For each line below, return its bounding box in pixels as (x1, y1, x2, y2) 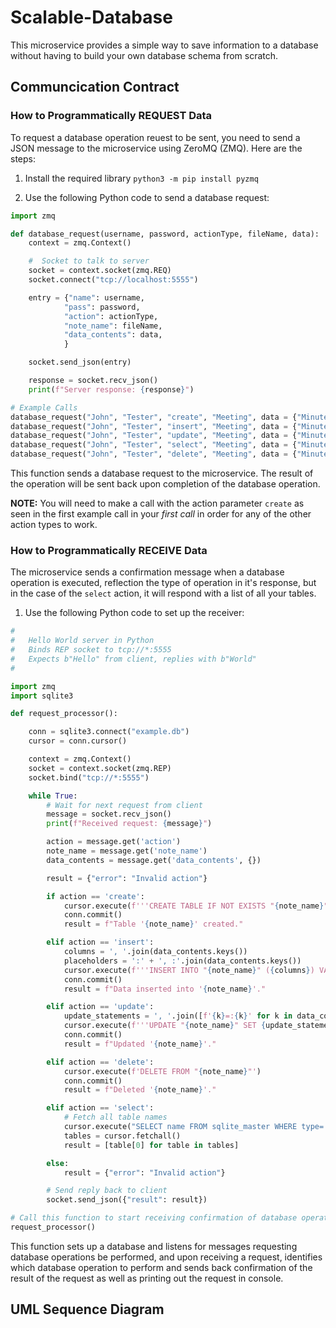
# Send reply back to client (46, 1186, 168, 1196)
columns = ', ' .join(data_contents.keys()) (63, 947, 248, 957)
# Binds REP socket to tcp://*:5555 (10, 645, 172, 655)
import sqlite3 (10, 691, 74, 701)
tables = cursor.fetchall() (63, 1131, 182, 1141)
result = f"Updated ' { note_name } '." (63, 1039, 217, 1049)
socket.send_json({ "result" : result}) (46, 1195, 208, 1205)
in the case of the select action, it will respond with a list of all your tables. (10, 587, 317, 600)
